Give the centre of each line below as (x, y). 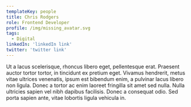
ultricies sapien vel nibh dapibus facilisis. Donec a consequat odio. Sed (92, 91)
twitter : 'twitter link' (36, 50)
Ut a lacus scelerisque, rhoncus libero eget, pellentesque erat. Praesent (93, 66)
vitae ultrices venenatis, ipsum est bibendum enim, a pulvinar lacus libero (95, 79)
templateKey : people (31, 11)
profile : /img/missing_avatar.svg (48, 28)
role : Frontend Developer (38, 22)
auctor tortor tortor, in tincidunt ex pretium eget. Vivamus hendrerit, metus (96, 73)
